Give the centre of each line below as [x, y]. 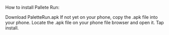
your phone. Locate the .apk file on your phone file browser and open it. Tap [85, 23]
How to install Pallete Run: [32, 7]
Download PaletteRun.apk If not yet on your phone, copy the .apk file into [81, 17]
